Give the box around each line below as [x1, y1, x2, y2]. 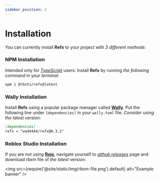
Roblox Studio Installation [5, 140, 67, 147]
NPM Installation [5, 56, 45, 63]
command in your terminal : [5, 72, 59, 78]
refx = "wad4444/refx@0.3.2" [5, 128, 64, 134]
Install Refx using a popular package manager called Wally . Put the [5, 105, 140, 110]
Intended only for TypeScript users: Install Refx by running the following [5, 67, 149, 73]
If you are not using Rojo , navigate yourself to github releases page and [5, 151, 149, 157]
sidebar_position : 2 [5, 7, 47, 12]
